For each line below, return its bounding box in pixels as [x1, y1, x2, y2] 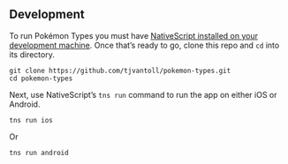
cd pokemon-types [9, 74, 73, 83]
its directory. [9, 48, 55, 60]
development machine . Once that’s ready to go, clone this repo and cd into [9, 40, 280, 50]
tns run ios [9, 116, 53, 124]
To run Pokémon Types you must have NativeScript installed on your [9, 30, 259, 41]
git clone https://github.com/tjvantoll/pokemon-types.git [9, 66, 231, 75]
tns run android [9, 148, 69, 157]
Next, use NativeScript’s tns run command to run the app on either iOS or [9, 89, 277, 100]
